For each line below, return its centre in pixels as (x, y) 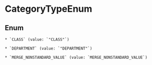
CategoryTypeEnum (49, 9)
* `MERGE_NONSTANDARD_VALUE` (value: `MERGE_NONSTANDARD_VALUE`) (76, 57)
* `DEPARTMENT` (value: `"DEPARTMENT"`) (49, 49)
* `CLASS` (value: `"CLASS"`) (37, 39)
